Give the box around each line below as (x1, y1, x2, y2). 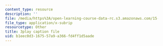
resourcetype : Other (5, 25, 47, 30)
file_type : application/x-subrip (5, 20, 73, 25)
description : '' (5, 11, 38, 16)
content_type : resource (5, 7, 53, 12)
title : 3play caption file (5, 29, 60, 34)
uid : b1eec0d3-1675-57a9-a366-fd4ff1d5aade (5, 34, 95, 39)
